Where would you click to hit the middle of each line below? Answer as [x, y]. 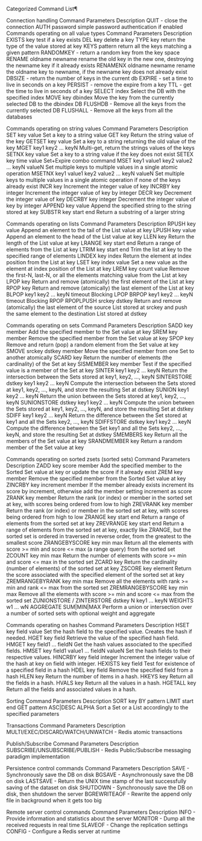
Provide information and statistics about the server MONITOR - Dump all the [100, 818]
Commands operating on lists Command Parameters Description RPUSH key [101, 224]
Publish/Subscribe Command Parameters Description [72, 744]
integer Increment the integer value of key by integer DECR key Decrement [99, 193]
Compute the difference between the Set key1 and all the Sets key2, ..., [94, 428]
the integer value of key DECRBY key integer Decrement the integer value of [101, 199]
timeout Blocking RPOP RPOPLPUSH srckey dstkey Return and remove [94, 301]
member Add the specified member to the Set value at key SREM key [92, 332]
